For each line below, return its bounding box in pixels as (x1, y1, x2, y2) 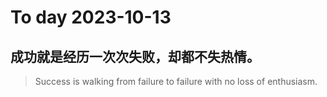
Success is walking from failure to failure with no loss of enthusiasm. (34, 76, 318, 87)
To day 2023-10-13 (10, 6, 172, 29)
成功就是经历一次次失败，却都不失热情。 (10, 48, 260, 65)
